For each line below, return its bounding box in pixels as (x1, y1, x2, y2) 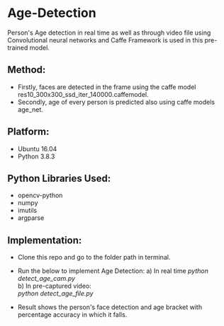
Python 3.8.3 (17, 152, 55, 161)
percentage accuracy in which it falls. (17, 310, 128, 319)
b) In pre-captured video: (17, 281, 91, 291)
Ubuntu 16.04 (17, 144, 57, 153)
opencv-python (17, 191, 63, 199)
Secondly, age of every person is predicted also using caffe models (17, 98, 215, 106)
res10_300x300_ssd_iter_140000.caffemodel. (17, 90, 149, 98)
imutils (17, 206, 38, 215)
